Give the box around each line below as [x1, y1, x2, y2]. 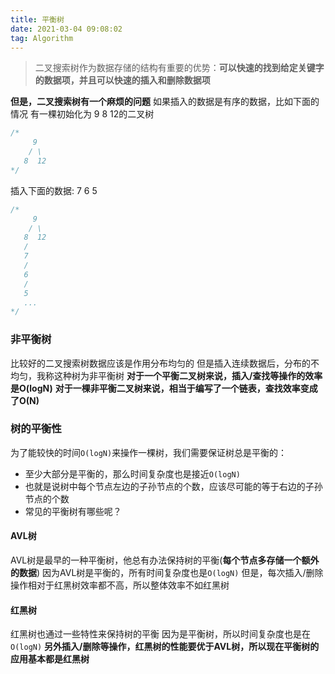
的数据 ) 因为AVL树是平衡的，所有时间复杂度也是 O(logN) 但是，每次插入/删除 [10, 567, 324, 579]
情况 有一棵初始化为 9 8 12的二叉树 [10, 108, 155, 120]
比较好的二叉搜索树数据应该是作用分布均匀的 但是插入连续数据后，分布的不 [10, 357, 320, 369]
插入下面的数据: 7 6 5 [10, 184, 98, 196]
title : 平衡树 [10, 14, 65, 25]
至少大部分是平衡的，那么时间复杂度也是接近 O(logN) [24, 467, 241, 480]
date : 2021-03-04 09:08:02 [10, 24, 123, 34]
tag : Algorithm [10, 33, 74, 43]
